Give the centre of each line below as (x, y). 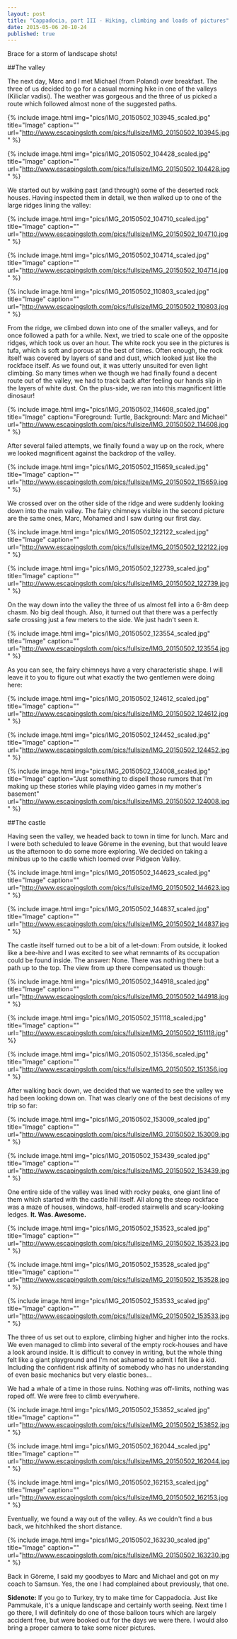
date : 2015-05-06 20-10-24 (47, 27)
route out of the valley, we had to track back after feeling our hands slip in (115, 381)
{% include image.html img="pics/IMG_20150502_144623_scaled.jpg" (109, 873)
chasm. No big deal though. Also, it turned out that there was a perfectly (112, 612)
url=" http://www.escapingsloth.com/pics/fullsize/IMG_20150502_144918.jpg (118, 997)
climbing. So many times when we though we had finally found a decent (112, 373)
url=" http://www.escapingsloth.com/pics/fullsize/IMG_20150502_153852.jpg (118, 1425)
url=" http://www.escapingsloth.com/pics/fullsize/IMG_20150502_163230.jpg (118, 1555)
